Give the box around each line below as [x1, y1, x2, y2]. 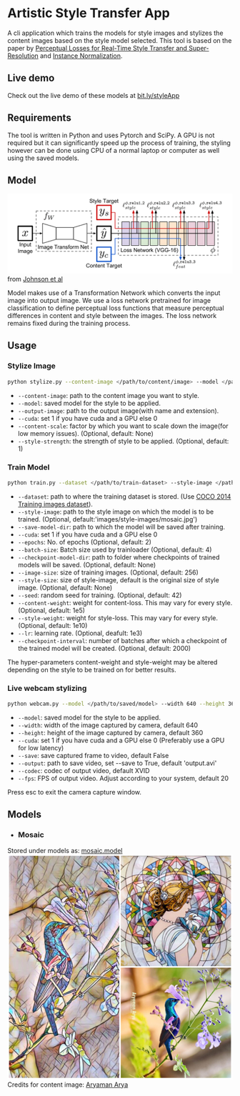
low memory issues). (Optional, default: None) [17, 429, 154, 437]
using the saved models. [7, 154, 80, 162]
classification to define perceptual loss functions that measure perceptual [7, 304, 224, 312]
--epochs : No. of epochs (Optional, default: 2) [17, 537, 152, 546]
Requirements [7, 112, 71, 124]
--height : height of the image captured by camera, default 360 [17, 728, 204, 737]
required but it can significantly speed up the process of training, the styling [7, 138, 231, 147]
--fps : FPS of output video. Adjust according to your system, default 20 [17, 774, 229, 782]
